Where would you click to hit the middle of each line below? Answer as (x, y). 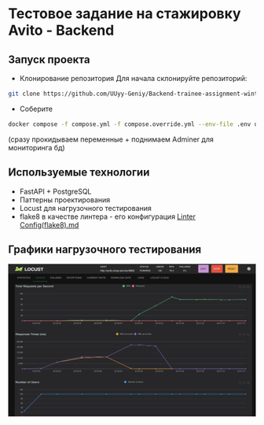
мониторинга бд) (37, 147)
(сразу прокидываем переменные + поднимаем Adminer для (111, 139)
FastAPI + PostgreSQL (55, 191)
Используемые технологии (79, 173)
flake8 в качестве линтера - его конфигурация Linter (108, 216)
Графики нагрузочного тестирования (105, 249)
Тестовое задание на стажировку (125, 14)
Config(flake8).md (49, 224)
